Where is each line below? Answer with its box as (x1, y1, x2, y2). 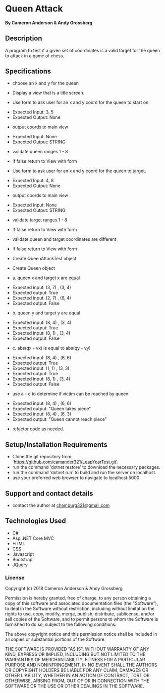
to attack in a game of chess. (5, 53, 64, 59)
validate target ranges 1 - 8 (12, 217, 68, 223)
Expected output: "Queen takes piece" (12, 406, 91, 412)
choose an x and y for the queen (12, 80, 79, 86)
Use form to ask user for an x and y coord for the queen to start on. (12, 99, 150, 105)
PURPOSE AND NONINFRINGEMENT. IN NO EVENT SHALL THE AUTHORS (5, 662, 158, 668)
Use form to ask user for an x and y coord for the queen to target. (12, 168, 146, 174)
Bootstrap (12, 556, 33, 562)
